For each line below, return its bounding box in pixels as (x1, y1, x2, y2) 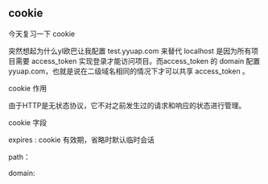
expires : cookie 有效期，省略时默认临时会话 (8, 135, 155, 144)
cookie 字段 (8, 117, 47, 128)
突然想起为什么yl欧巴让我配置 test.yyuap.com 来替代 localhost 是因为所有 (8, 46, 252, 56)
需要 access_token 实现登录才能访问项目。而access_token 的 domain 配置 (14, 56, 261, 65)
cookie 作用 (8, 83, 47, 93)
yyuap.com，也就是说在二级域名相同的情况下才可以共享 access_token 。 (8, 66, 249, 76)
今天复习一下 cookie (8, 28, 75, 39)
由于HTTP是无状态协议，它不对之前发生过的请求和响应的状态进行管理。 (8, 100, 246, 110)
